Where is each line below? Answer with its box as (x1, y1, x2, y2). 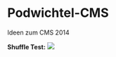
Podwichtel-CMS (7, 5, 109, 21)
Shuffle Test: (7, 42, 46, 51)
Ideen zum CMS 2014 (7, 28, 70, 37)
